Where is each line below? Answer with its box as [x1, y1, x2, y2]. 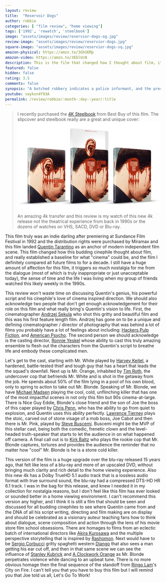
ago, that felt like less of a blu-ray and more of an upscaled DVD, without [5, 462, 153, 468]
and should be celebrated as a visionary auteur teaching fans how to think [5, 514, 156, 520]
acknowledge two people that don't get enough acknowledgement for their [5, 300, 158, 306]
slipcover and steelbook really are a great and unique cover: [17, 116, 140, 122]
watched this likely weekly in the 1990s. [5, 280, 86, 287]
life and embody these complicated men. [5, 348, 88, 354]
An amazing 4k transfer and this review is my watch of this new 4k [17, 213, 153, 219]
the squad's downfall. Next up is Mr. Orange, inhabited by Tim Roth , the [5, 368, 151, 374]
